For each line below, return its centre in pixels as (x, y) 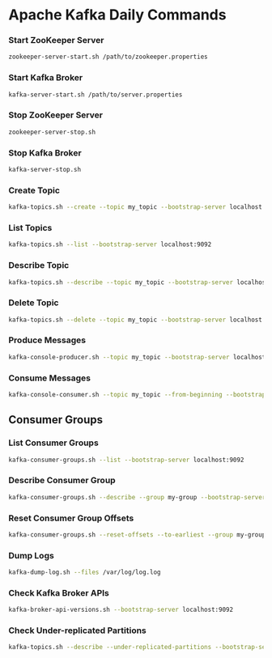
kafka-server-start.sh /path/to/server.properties (96, 95)
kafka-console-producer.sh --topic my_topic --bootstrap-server (119, 357)
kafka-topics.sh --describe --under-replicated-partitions (110, 647)
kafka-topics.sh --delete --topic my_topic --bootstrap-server (117, 320)
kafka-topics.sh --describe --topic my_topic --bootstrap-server (121, 282)
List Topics (30, 227)
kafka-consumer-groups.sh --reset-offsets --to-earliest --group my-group (137, 535)
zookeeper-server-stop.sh (52, 132)
